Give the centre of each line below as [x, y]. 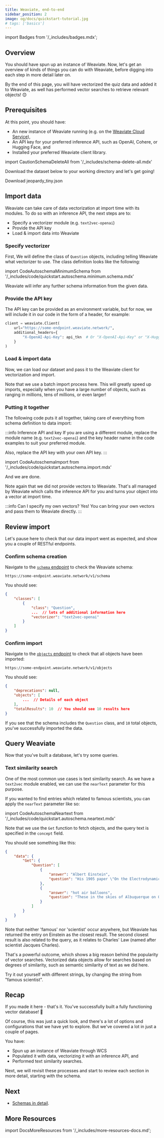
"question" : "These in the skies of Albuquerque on [102, 897]
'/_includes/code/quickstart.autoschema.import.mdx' [59, 467]
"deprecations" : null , [37, 691]
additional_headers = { [36, 333]
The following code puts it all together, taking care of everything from [75, 418]
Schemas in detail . [31, 1103]
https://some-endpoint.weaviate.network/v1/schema [58, 576]
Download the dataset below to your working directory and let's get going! [80, 171]
